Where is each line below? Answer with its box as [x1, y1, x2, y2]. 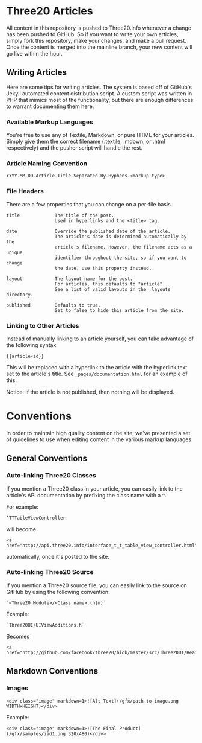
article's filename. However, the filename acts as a [54, 244, 192, 250]
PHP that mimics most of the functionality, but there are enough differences [6, 96, 194, 103]
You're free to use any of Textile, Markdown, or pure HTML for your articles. [6, 132, 194, 139]
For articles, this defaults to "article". [54, 281, 165, 287]
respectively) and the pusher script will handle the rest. [6, 144, 143, 151]
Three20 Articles [6, 4, 93, 18]
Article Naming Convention [6, 159, 88, 167]
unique [6, 249, 23, 255]
